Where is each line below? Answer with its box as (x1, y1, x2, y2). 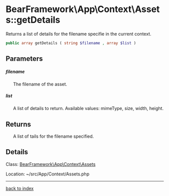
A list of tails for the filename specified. (13, 133, 94, 139)
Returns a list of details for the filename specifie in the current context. (6, 31, 152, 37)
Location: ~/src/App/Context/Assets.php (6, 171, 90, 177)
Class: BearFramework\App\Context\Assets (6, 161, 96, 167)
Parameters (6, 54, 43, 63)
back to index (6, 185, 34, 191)
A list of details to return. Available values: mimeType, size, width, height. (13, 106, 164, 112)
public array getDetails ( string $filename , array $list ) (6, 40, 136, 46)
